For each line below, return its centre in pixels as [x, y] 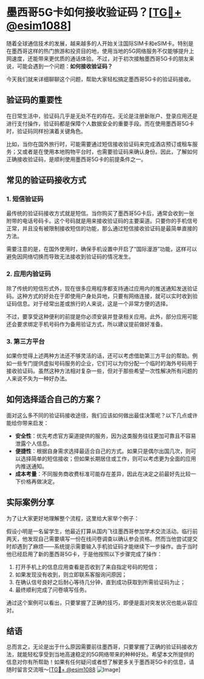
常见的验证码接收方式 [46, 180]
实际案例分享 [30, 502]
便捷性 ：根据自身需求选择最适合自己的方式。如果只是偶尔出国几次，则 [103, 451]
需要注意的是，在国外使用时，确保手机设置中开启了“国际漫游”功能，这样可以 [102, 249]
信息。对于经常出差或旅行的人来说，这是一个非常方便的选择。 [94, 303]
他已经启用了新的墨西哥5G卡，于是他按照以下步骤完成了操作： [84, 554]
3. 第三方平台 [25, 341]
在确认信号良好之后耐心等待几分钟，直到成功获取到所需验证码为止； [100, 582]
